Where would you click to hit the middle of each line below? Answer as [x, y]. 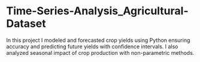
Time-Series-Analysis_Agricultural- [97, 11]
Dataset [26, 24]
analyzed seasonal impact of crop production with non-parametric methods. [100, 52]
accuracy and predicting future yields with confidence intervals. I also [92, 46]
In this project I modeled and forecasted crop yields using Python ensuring [98, 40]
